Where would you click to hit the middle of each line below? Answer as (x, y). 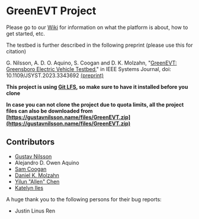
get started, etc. (26, 33)
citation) (16, 51)
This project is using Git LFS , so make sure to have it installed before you (97, 86)
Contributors (31, 142)
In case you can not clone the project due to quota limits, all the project (95, 104)
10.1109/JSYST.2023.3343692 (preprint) (55, 75)
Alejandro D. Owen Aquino (47, 162)
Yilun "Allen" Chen (37, 181)
